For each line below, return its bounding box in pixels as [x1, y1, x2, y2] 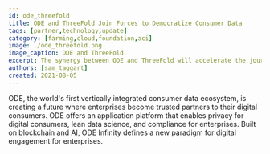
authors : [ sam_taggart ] [8, 64, 88, 72]
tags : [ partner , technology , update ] [8, 26, 128, 34]
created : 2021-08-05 [8, 71, 78, 79]
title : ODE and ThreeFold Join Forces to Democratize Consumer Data [8, 19, 243, 27]
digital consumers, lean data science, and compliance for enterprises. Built [8, 119, 256, 128]
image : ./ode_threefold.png [8, 42, 103, 50]
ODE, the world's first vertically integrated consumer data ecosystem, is [8, 93, 247, 103]
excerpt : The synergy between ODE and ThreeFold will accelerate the [8, 57, 247, 65]
